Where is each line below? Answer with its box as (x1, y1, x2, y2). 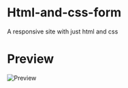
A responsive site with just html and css (7, 27, 118, 35)
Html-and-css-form (7, 5, 122, 20)
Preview (7, 51, 54, 67)
